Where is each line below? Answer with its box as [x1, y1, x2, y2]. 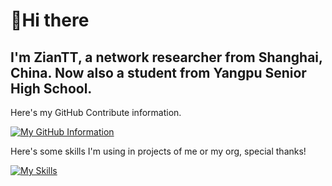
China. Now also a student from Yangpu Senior [10, 64, 307, 81]
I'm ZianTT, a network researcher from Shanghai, [10, 49, 323, 66]
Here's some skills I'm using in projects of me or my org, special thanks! [10, 145, 307, 157]
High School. [10, 80, 93, 97]
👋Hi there [10, 9, 90, 32]
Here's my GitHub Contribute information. [10, 107, 182, 118]
